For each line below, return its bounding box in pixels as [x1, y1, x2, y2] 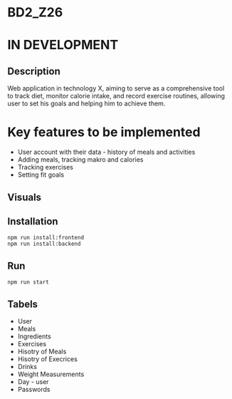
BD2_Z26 [7, 4, 63, 21]
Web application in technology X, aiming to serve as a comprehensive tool [7, 84, 225, 93]
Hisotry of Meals [17, 347, 67, 356]
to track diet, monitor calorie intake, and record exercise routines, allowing [7, 92, 226, 100]
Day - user [17, 377, 49, 385]
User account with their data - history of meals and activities [17, 147, 196, 157]
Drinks [17, 362, 38, 370]
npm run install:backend [7, 240, 81, 248]
